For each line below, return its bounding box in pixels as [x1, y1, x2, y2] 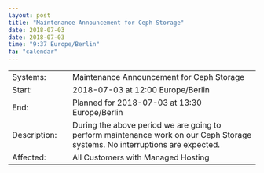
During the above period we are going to [71, 120, 222, 130]
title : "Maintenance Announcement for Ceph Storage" [8, 19, 185, 27]
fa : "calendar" [8, 48, 58, 56]
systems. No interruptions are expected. [71, 139, 221, 150]
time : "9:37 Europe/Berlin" [8, 41, 101, 49]
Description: [12, 130, 57, 140]
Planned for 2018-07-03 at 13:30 [71, 97, 202, 108]
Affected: [12, 152, 46, 163]
